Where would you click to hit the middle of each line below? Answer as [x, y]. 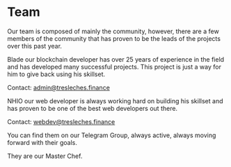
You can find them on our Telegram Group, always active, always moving [112, 135]
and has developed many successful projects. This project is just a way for [114, 67]
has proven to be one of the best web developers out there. [93, 108]
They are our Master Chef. [45, 156]
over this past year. [35, 46]
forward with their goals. [42, 142]
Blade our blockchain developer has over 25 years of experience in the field [116, 59]
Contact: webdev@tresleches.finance [61, 121]
